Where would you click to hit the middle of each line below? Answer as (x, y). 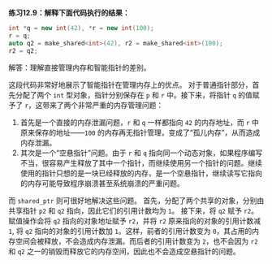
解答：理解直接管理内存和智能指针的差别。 (80, 67)
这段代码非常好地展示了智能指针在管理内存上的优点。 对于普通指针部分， (130, 84)
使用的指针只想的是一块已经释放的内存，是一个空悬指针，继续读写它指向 (141, 173)
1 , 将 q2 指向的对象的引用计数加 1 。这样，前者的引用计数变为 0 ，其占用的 (130, 231)
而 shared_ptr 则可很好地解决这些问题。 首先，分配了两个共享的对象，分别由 (136, 200)
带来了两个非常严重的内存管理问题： (103, 105)
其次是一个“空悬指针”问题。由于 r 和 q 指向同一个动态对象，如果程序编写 (141, 153)
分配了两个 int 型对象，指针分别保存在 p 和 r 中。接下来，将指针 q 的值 (134, 95)
